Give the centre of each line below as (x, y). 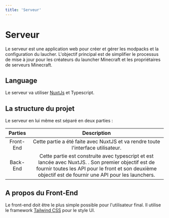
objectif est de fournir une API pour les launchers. (97, 175)
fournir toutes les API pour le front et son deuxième (96, 169)
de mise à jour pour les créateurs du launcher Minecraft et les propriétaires (83, 59)
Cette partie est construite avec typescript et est (97, 156)
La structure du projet (40, 108)
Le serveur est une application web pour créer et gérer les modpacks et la (82, 49)
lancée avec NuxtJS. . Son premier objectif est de (96, 163)
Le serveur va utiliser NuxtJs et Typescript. (50, 93)
